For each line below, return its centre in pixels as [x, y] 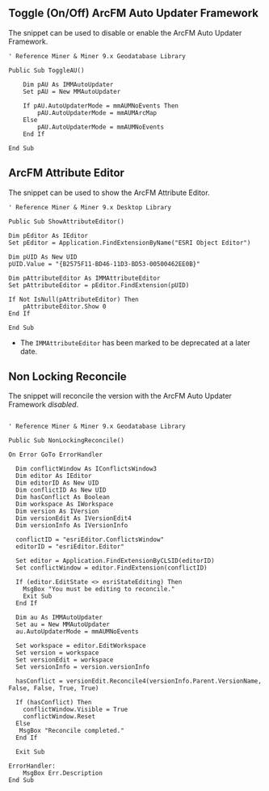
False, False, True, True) [54, 688]
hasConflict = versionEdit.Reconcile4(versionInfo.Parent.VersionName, [139, 681]
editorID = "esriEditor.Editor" [70, 547]
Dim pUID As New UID [43, 257]
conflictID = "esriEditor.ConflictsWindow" [90, 540]
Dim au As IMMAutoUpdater [59, 618]
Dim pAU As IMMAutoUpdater [68, 84]
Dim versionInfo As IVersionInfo [72, 526]
